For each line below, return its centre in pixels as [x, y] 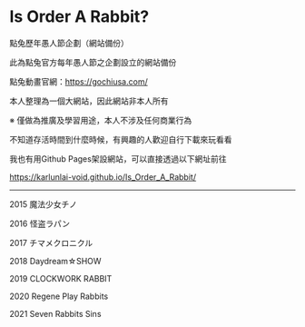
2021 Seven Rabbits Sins [55, 313]
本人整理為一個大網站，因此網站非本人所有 [89, 101]
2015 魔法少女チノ [43, 204]
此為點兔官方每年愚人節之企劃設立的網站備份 [93, 62]
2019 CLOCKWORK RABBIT [61, 278]
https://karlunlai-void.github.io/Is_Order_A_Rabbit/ [103, 177]
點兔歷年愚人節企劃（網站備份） [69, 43]
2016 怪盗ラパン [40, 223]
